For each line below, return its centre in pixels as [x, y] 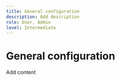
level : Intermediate [31, 28]
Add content [21, 72]
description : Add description [43, 17]
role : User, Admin [28, 22]
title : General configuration [43, 11]
